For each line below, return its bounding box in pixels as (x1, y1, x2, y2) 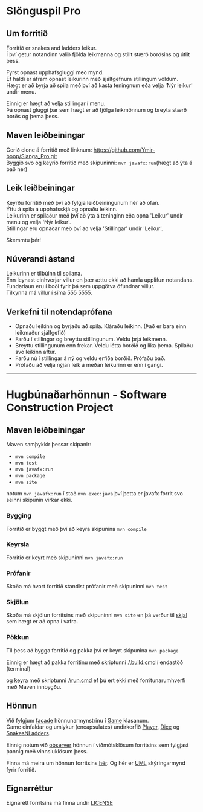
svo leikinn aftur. (14, 349, 56, 356)
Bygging (6, 512, 32, 520)
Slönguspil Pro (6, 4, 81, 18)
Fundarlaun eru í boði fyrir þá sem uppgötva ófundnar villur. (6, 283, 155, 290)
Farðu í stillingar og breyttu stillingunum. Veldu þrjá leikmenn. (14, 335, 167, 343)
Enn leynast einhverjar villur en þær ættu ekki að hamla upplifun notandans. (6, 276, 195, 283)
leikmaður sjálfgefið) (14, 329, 66, 337)
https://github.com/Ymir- (93, 146, 155, 153)
